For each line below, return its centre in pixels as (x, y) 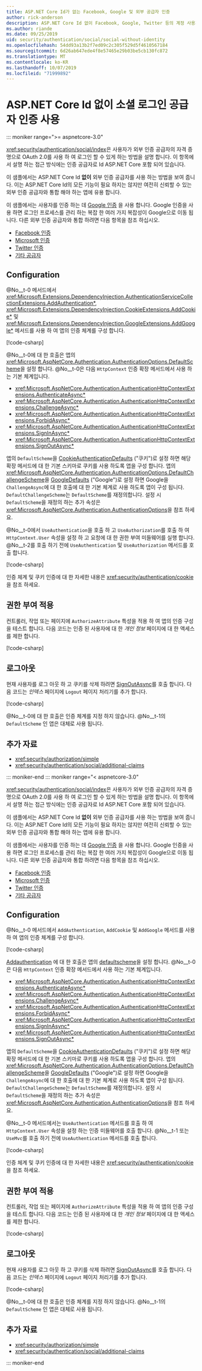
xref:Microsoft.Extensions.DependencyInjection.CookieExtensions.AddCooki (101, 309)
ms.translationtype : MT (36, 57)
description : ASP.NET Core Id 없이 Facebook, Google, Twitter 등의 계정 (95, 23)
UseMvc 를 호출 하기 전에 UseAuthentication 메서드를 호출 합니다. (82, 1138)
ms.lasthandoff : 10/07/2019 (41, 68)
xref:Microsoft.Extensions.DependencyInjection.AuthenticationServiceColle (100, 296)
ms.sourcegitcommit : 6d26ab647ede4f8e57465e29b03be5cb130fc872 (87, 51)
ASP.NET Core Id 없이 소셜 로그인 (87, 105)
